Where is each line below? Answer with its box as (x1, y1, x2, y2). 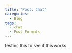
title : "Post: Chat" (5, 7, 47, 12)
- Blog (9, 16, 23, 21)
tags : (5, 20, 16, 26)
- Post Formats (9, 29, 40, 34)
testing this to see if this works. (5, 43, 68, 48)
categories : (5, 12, 29, 16)
